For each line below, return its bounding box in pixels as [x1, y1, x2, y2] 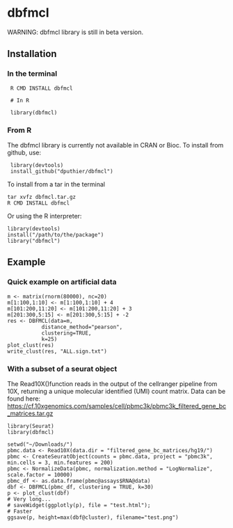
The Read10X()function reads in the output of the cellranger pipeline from [7, 379, 218, 387]
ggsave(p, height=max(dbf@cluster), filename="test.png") [7, 513, 179, 521]
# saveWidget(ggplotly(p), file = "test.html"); [7, 502, 151, 509]
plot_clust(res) [7, 342, 54, 349]
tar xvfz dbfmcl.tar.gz [7, 193, 77, 200]
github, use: [7, 148, 42, 157]
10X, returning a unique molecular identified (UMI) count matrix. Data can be [7, 387, 226, 395]
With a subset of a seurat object [7, 364, 118, 374]
